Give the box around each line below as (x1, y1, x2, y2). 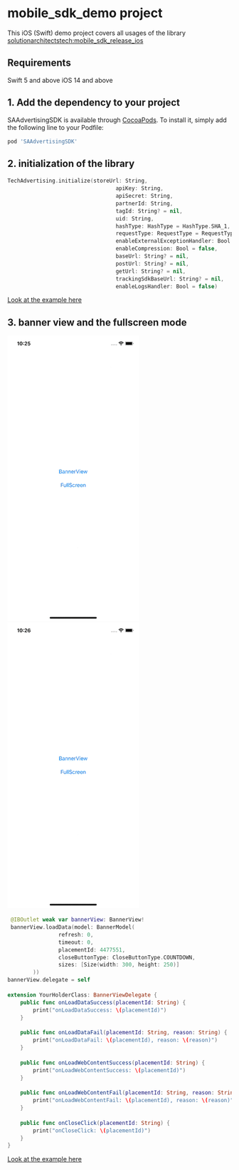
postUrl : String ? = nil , (115, 260, 190, 267)
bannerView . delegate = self (7, 977, 91, 984)
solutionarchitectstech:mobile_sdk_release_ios (7, 36, 144, 44)
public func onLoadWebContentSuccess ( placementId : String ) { (20, 1059, 205, 1066)
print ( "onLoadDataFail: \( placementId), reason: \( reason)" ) (33, 1037, 218, 1044)
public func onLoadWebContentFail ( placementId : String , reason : (20, 1089, 215, 1096)
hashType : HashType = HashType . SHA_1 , (115, 223, 231, 230)
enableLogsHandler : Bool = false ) (115, 283, 218, 290)
